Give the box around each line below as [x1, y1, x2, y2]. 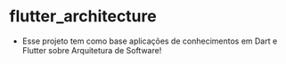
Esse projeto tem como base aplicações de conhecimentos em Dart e [21, 36, 278, 46]
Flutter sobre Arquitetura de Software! [21, 44, 162, 55]
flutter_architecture [9, 6, 158, 27]
